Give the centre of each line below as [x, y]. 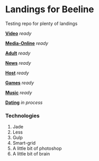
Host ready [17, 73]
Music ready [19, 92]
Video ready [19, 33]
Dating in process [24, 102]
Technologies [22, 116]
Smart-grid [24, 143]
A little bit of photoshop [37, 148]
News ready [18, 63]
